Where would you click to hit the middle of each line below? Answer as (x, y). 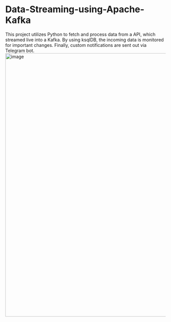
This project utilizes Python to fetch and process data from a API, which (80, 34)
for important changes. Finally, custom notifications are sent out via (76, 45)
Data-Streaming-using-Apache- (75, 9)
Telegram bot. (20, 50)
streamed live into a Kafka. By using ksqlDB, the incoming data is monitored (84, 40)
